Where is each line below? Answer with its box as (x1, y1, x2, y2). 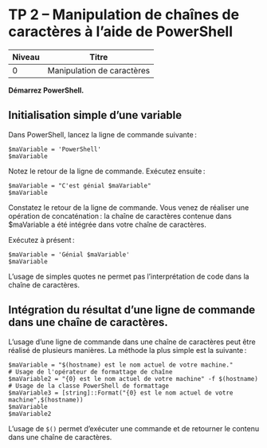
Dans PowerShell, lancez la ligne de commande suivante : (8, 129, 198, 139)
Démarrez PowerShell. (8, 85, 84, 95)
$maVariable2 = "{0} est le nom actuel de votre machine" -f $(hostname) (8, 375, 259, 383)
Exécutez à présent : (8, 235, 75, 244)
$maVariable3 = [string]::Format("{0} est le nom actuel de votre (8, 389, 234, 397)
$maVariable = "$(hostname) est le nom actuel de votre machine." (8, 361, 234, 369)
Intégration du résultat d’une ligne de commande (8, 303, 256, 317)
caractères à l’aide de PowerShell (8, 22, 234, 41)
